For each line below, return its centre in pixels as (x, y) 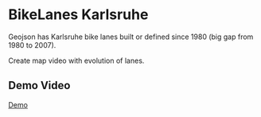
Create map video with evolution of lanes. (76, 60)
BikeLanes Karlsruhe (78, 15)
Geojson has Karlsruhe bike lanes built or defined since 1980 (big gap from (131, 37)
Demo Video (39, 86)
